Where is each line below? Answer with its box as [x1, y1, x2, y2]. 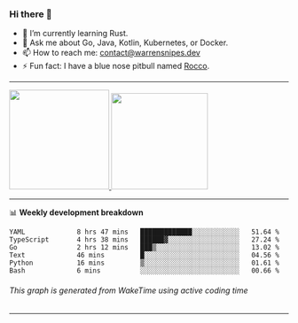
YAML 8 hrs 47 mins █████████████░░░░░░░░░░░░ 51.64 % [9, 227, 279, 237]
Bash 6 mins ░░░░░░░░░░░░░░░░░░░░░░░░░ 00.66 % [9, 266, 279, 275]
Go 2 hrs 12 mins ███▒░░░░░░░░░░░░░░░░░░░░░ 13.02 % [9, 243, 279, 252]
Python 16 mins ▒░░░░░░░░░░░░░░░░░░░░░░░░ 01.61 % [9, 258, 279, 268]
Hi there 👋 [9, 8, 53, 20]
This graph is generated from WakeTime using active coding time [9, 285, 248, 296]
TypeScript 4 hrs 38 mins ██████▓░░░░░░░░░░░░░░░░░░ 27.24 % [9, 235, 279, 244]
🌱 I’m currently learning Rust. [21, 28, 129, 39]
